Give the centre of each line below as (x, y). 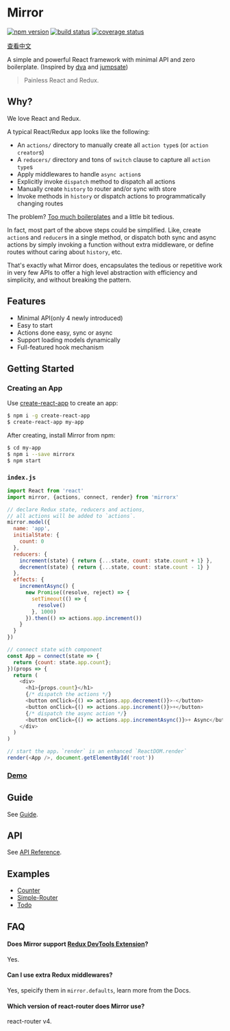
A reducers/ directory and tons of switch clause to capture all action (114, 159)
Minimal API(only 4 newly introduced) (70, 318)
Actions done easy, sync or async (65, 332)
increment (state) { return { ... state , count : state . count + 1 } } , (116, 560)
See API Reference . (35, 852)
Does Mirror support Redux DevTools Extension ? (78, 944)
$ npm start (24, 461)
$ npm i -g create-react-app (49, 416)
